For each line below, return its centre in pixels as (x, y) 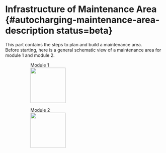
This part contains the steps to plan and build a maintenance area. (74, 44)
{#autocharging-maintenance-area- (82, 20)
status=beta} (85, 31)
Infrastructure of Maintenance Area (81, 9)
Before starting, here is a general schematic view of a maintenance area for (83, 50)
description (30, 31)
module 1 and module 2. (30, 55)
